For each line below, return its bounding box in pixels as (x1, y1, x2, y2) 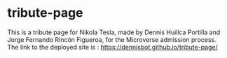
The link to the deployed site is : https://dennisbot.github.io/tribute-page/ (7, 43, 219, 51)
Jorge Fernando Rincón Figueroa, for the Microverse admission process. (7, 35, 217, 43)
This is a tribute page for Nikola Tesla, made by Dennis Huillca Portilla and (7, 28, 221, 36)
